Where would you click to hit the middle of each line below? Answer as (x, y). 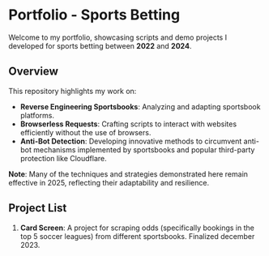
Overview (34, 72)
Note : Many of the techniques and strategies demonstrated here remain (128, 174)
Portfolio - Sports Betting (94, 15)
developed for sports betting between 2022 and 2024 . (100, 45)
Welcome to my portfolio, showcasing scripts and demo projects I (118, 37)
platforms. (37, 115)
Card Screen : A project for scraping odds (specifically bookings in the (137, 228)
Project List (38, 208)
